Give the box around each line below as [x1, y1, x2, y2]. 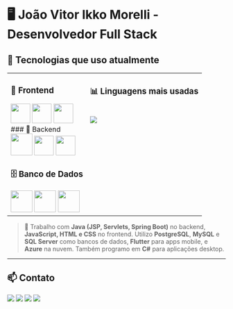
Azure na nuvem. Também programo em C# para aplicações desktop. [24, 244, 225, 253]
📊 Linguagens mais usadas [89, 86, 199, 97]
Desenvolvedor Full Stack [7, 26, 157, 42]
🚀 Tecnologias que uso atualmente [7, 54, 159, 66]
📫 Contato [7, 272, 55, 284]
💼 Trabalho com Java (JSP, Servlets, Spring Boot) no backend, [24, 222, 206, 231]
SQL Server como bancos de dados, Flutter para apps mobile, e [24, 237, 208, 245]
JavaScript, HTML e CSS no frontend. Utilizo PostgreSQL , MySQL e [24, 230, 220, 238]
